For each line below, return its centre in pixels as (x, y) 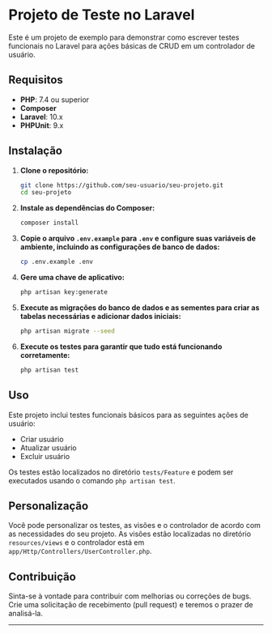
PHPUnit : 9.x (42, 125)
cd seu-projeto (46, 193)
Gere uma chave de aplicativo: (72, 278)
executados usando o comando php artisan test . (92, 480)
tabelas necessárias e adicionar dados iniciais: (100, 316)
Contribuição (42, 577)
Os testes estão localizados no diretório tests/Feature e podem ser (121, 472)
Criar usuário (42, 439)
